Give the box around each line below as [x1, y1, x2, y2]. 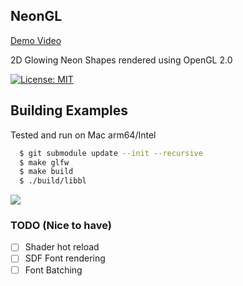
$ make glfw [19, 157, 70, 168]
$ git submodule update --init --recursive [19, 148, 203, 158]
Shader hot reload [24, 241, 100, 253]
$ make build [19, 167, 74, 177]
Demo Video [10, 34, 62, 46]
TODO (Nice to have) [10, 219, 112, 233]
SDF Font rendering [24, 252, 106, 264]
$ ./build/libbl [19, 176, 87, 186]
